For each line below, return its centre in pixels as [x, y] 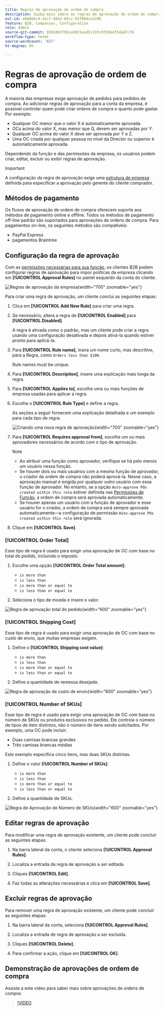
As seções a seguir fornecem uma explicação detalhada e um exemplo [83, 413]
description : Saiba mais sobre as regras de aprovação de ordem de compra [83, 14]
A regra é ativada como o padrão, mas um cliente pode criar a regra [80, 330]
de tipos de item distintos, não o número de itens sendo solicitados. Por [77, 725]
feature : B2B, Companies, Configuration [47, 23]
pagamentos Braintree [34, 240]
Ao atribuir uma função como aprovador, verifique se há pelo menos [88, 461]
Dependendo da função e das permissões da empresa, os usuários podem [80, 153]
